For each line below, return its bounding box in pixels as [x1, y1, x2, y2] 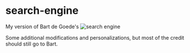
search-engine [5, 4, 79, 17]
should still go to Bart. [5, 40, 58, 47]
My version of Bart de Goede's [5, 23, 79, 30]
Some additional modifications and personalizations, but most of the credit [5, 34, 185, 41]
